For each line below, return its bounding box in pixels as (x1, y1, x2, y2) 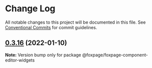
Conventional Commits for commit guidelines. (5, 24, 97, 30)
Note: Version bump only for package (5, 52, 81, 58)
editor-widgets (5, 57, 35, 63)
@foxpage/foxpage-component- (82, 52, 148, 58)
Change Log (5, 3, 55, 14)
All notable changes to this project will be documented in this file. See (5, 19, 146, 25)
